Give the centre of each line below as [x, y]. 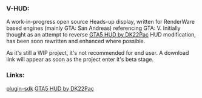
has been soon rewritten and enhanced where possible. [76, 41]
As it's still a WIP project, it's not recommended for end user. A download [98, 53]
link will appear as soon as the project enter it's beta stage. [80, 60]
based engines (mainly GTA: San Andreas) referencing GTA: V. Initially [93, 28]
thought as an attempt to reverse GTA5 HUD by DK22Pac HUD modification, [101, 35]
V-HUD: [18, 9]
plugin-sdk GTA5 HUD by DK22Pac [50, 88]
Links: [15, 75]
